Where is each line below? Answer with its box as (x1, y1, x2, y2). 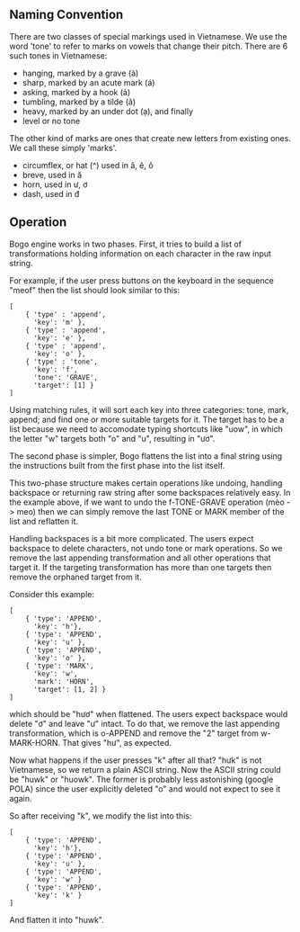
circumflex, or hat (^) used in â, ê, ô (22, 159, 154, 170)
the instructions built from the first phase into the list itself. (9, 460, 225, 470)
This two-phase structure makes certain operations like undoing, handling (9, 477, 283, 488)
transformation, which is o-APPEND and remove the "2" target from (9, 728, 259, 739)
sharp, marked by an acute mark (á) (22, 76, 155, 88)
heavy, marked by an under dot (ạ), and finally (22, 105, 194, 116)
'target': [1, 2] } (32, 685, 106, 694)
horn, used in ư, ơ (22, 179, 88, 190)
